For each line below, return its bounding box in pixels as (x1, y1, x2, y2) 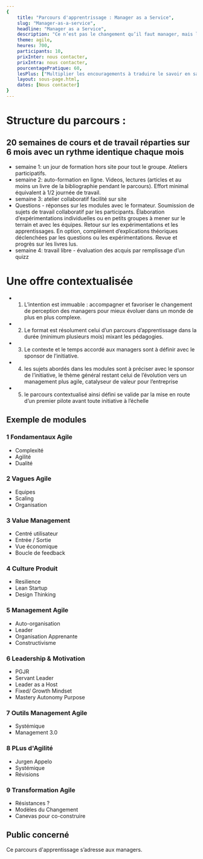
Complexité (14, 446, 44, 454)
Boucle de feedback (14, 549, 65, 557)
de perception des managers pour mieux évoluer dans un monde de (24, 307, 193, 315)
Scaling (14, 494, 34, 502)
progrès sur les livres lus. (14, 240, 78, 247)
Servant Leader (14, 674, 54, 681)
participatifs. (14, 169, 47, 177)
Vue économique (14, 543, 58, 550)
